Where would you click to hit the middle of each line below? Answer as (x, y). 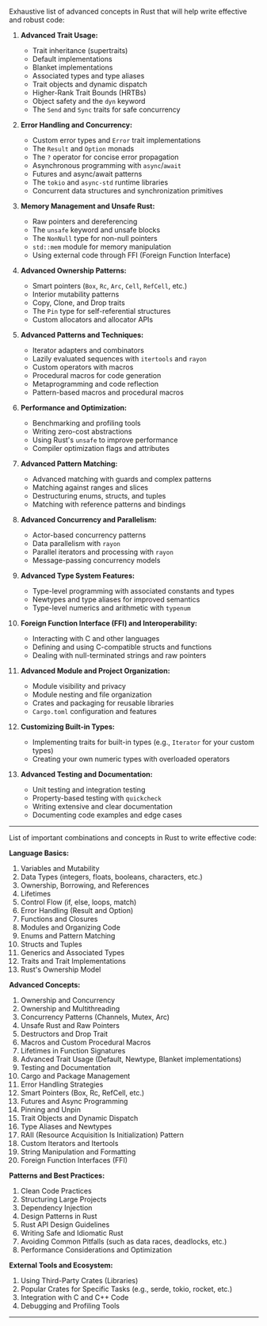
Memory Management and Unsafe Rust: (88, 206)
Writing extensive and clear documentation (103, 806)
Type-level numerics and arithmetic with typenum (111, 608)
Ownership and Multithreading (70, 1009)
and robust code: (37, 20)
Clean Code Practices (56, 1191)
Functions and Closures (59, 919)
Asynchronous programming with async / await (107, 165)
